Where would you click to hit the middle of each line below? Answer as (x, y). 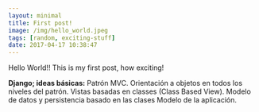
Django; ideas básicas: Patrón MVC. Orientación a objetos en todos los (126, 83)
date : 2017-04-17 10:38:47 (53, 45)
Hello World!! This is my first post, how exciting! (86, 68)
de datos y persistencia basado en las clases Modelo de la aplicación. (122, 100)
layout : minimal (35, 15)
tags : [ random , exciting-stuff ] (62, 38)
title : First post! (41, 23)
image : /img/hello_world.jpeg (58, 30)
